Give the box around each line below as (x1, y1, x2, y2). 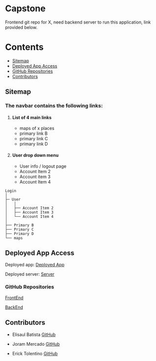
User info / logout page (19, 163, 67, 169)
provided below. (5, 24, 38, 30)
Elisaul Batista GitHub (12, 332, 56, 337)
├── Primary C (5, 227, 34, 232)
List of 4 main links (12, 114, 52, 120)
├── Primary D (5, 231, 34, 236)
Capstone (5, 3, 46, 14)
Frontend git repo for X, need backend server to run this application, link (5, 19, 151, 25)
